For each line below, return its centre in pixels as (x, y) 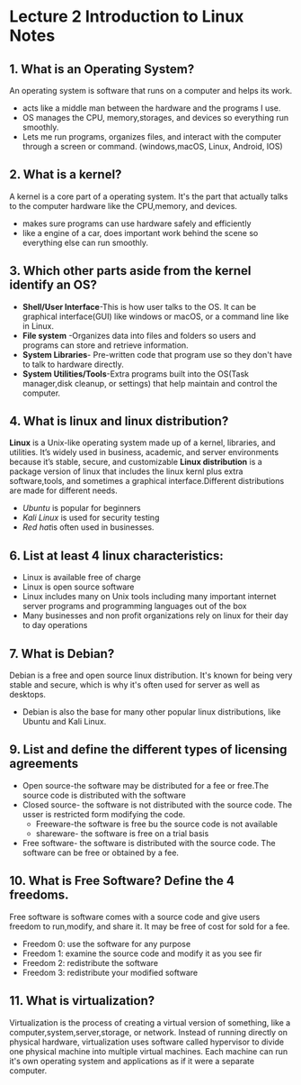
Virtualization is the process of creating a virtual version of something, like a (150, 1022)
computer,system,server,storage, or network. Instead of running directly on (148, 1032)
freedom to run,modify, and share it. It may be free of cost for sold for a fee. (150, 926)
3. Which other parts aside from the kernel (130, 271)
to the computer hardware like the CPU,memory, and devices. (124, 205)
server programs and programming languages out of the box (134, 606)
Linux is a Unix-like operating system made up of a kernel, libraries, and (142, 442)
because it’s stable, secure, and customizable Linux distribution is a (136, 462)
